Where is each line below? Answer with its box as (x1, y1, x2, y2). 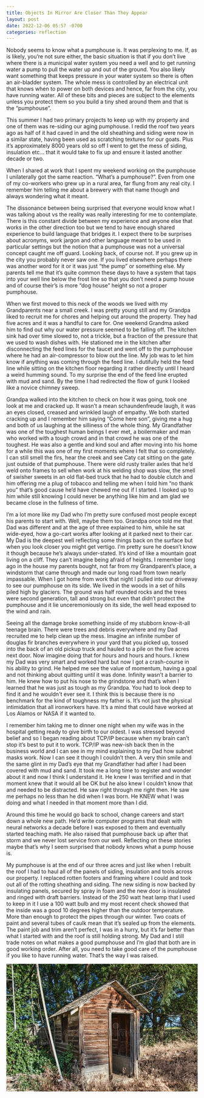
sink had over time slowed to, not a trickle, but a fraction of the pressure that (6, 332, 198, 340)
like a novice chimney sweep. (6, 384, 80, 391)
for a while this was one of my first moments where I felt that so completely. (6, 447, 196, 455)
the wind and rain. (6, 608, 52, 615)
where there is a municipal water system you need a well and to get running (6, 60, 196, 67)
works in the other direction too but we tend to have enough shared (6, 224, 175, 231)
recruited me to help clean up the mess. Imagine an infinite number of (6, 633, 181, 640)
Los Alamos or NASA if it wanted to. (6, 710, 96, 717)
